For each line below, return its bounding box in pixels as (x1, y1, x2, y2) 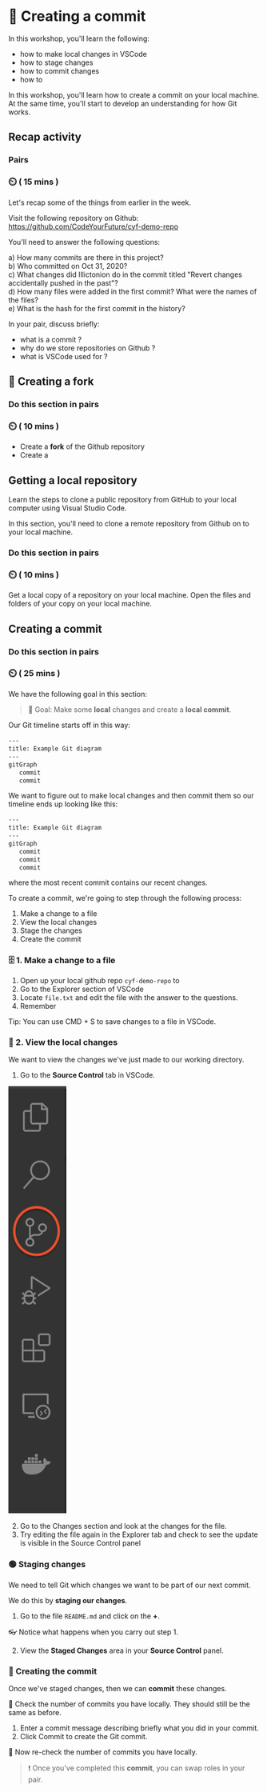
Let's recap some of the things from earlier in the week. (8, 198, 192, 207)
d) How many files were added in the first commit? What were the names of (8, 286, 257, 296)
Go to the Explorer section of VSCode (19, 984, 144, 994)
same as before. (8, 1707, 62, 1717)
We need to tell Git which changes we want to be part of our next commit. (8, 1580, 251, 1590)
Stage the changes (19, 926, 82, 935)
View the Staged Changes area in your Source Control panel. (19, 1646, 224, 1655)
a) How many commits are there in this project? (8, 252, 164, 262)
